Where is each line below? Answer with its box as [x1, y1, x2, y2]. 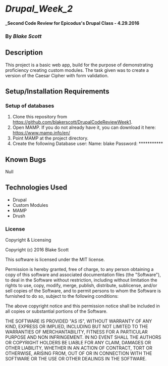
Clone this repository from [12, 114, 67, 120]
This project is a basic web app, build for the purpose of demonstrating [5, 62, 153, 68]
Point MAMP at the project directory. [12, 135, 89, 142]
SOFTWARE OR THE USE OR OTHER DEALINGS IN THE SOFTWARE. [5, 356, 147, 362]
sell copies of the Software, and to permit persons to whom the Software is [5, 288, 161, 294]
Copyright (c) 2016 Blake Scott [5, 247, 69, 253]
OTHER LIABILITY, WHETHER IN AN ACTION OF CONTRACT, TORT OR [5, 345, 152, 351]
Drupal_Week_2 [5, 3, 73, 15]
